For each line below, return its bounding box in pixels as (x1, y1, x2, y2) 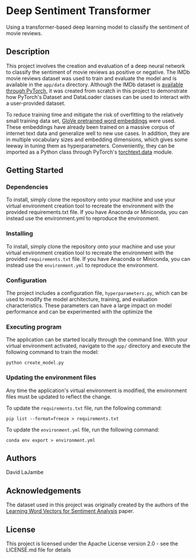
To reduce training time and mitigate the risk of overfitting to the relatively (6, 111, 184, 118)
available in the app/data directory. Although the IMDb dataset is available (6, 81, 183, 88)
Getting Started (6, 165, 64, 175)
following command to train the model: (6, 349, 99, 356)
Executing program (6, 322, 62, 331)
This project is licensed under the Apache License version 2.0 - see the (6, 540, 178, 547)
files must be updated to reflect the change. (6, 393, 112, 400)
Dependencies (6, 183, 49, 191)
